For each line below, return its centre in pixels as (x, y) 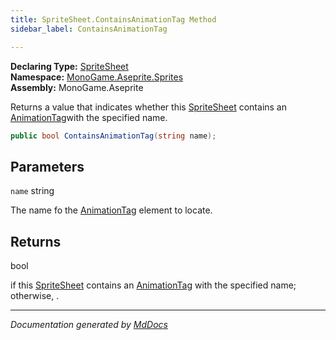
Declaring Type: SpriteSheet (69, 66)
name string (32, 191)
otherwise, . (35, 295)
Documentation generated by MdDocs (89, 324)
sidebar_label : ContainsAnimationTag (89, 29)
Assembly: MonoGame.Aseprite (77, 87)
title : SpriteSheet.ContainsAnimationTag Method (113, 19)
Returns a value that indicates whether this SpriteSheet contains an (148, 107)
